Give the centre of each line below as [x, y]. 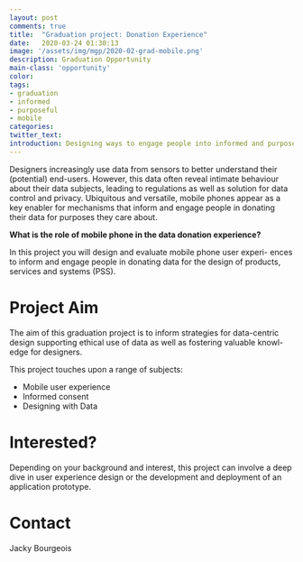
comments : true [38, 26]
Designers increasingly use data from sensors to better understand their [143, 169]
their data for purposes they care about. [83, 217]
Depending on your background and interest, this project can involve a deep [151, 467]
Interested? [53, 442]
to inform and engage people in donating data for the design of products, [145, 262]
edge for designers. [46, 352]
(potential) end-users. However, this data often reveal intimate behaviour [144, 179]
